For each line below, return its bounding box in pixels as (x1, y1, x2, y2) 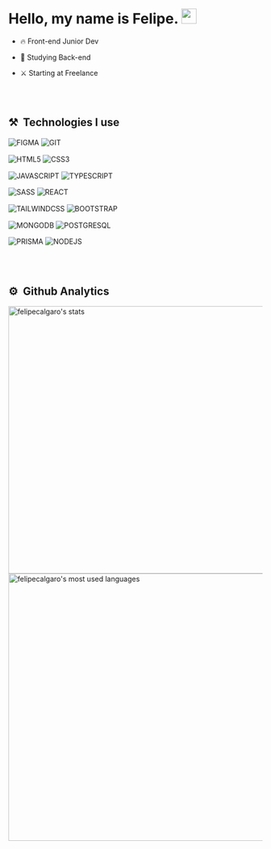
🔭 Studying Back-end (19, 52, 91, 62)
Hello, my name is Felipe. (8, 10, 179, 28)
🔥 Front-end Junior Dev (19, 36, 99, 46)
